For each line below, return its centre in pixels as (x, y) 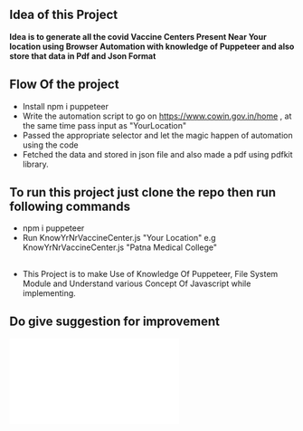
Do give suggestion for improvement (114, 322)
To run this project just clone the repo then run (143, 192)
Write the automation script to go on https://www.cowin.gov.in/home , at (157, 116)
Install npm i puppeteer (66, 106)
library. (36, 164)
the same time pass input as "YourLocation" (104, 125)
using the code (50, 145)
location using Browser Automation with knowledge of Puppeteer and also (152, 46)
